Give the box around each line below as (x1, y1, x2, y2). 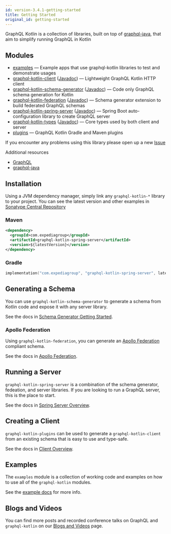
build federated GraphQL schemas (12, 102, 85, 109)
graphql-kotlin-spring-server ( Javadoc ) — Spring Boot (12, 108, 127, 114)
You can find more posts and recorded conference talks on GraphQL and (5, 518, 158, 524)
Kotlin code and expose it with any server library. (5, 304, 108, 310)
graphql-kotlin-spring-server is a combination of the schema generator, (5, 381, 159, 387)
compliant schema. (5, 343, 45, 349)
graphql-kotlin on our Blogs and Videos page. (5, 523, 103, 529)
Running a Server (5, 368, 62, 377)
